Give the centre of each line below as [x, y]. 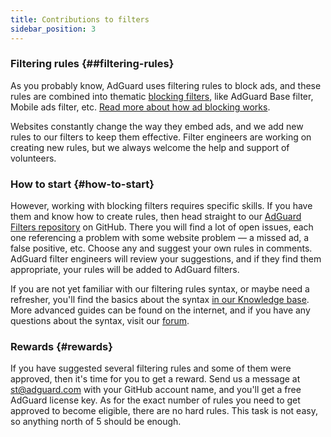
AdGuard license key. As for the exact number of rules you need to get [155, 400]
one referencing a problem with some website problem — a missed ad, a [160, 238]
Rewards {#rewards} [61, 347]
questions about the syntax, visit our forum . [100, 321]
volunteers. [33, 158]
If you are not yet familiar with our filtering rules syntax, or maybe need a [160, 289]
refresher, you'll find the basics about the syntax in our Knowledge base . [160, 300]
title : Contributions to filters [80, 19]
